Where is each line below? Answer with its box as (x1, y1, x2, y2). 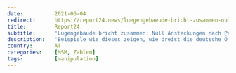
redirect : (7, 17, 37, 24)
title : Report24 (7, 23, 80, 30)
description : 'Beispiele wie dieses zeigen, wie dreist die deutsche (7, 36, 221, 43)
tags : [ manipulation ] (7, 56, 99, 63)
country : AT (7, 42, 61, 49)
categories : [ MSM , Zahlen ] (7, 49, 96, 56)
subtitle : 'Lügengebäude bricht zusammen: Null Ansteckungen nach (7, 29, 221, 37)
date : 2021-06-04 (7, 10, 86, 17)
